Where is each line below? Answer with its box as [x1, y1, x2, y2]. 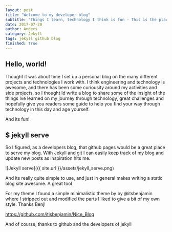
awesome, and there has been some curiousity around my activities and [5, 84, 157, 90]
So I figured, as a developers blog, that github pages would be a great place [5, 144, 165, 151]
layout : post [5, 7, 33, 13]
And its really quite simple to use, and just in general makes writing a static [5, 175, 163, 181]
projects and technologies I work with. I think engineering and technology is [5, 79, 165, 85]
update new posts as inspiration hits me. [5, 155, 91, 161]
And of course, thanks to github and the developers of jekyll [5, 221, 132, 227]
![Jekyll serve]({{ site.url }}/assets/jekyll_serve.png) [5, 165, 114, 172]
